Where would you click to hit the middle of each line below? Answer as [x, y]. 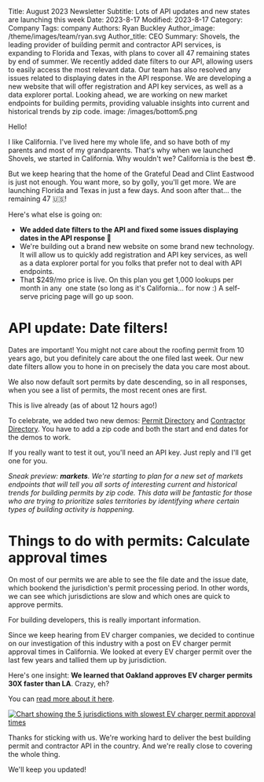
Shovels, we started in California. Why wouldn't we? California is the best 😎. [132, 159]
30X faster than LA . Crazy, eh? [59, 683]
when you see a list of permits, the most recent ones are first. [108, 390]
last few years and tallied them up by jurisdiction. [88, 660]
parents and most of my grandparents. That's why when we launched [121, 150]
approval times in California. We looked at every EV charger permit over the [130, 652]
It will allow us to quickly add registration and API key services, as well [133, 255]
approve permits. [36, 605]
